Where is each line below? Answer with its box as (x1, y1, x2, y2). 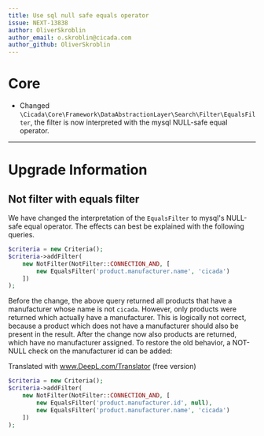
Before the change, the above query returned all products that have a (8, 296, 233, 306)
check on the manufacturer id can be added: (27, 346, 173, 356)
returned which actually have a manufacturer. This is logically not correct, (8, 313, 247, 322)
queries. (8, 230, 35, 240)
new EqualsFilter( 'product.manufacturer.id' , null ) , (36, 399, 213, 407)
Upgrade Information (8, 161, 148, 179)
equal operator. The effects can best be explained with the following (24, 222, 245, 231)
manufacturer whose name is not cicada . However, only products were (8, 304, 237, 314)
